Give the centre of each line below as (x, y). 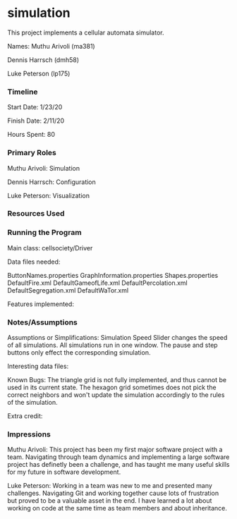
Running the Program (45, 233)
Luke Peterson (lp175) (39, 73)
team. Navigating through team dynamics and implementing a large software (119, 457)
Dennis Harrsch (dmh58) (43, 60)
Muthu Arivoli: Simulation (44, 168)
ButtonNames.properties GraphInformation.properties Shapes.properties (113, 275)
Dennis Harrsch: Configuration (52, 182)
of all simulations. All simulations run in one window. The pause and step (113, 345)
